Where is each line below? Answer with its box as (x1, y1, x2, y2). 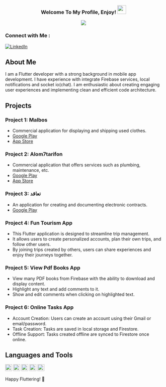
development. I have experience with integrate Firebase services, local (5, 76, 150, 82)
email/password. (12, 320, 47, 326)
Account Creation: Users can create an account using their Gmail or (12, 315, 152, 321)
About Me (5, 58, 36, 66)
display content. (12, 281, 46, 287)
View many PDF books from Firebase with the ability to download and (12, 275, 155, 281)
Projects (5, 101, 32, 110)
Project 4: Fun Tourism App (5, 219, 73, 226)
